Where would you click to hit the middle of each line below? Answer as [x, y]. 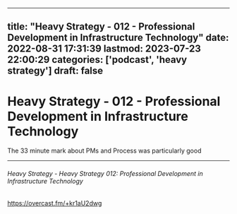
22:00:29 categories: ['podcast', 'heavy [97, 60]
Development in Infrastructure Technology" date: [118, 38]
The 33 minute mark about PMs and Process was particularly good [104, 151]
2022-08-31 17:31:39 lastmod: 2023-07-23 [104, 49]
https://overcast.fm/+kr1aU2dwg [55, 203]
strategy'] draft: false [55, 71]
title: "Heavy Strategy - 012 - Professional [101, 26]
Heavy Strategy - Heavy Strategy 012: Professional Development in [105, 173]
